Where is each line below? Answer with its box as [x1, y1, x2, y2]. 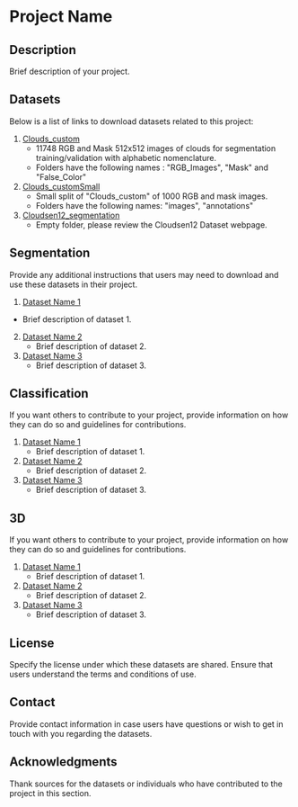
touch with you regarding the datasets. [9, 728, 153, 739]
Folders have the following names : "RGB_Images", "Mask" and [35, 162, 269, 173]
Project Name [9, 6, 113, 27]
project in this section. [9, 787, 92, 798]
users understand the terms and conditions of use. [9, 668, 197, 680]
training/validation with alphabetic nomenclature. [35, 152, 217, 163]
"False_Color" [35, 171, 87, 182]
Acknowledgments [9, 754, 118, 770]
